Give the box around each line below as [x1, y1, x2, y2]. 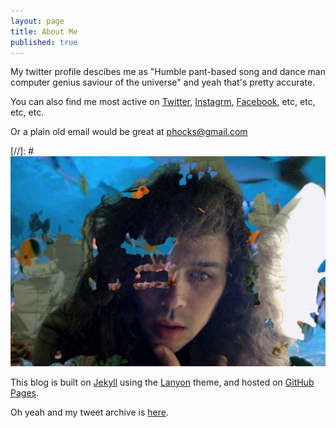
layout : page [10, 16, 65, 26]
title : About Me [10, 26, 78, 37]
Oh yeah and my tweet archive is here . [10, 406, 169, 419]
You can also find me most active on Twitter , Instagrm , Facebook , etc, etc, [10, 96, 316, 108]
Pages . [10, 387, 39, 399]
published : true [10, 37, 78, 47]
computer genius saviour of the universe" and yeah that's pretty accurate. [10, 76, 316, 89]
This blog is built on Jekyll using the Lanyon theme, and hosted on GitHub [10, 376, 315, 389]
